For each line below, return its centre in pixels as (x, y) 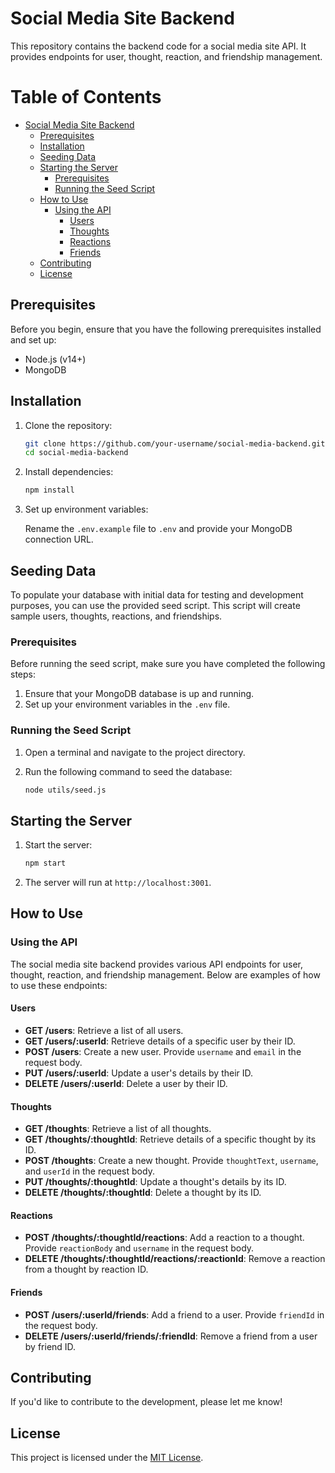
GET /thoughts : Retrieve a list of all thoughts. (118, 1129)
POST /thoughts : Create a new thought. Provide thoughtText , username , (171, 1161)
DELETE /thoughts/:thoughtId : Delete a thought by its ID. (143, 1193)
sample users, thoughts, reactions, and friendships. (116, 616)
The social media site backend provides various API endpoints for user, (157, 964)
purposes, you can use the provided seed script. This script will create (155, 605)
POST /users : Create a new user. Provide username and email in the (163, 1051)
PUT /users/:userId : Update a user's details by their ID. (139, 1073)
